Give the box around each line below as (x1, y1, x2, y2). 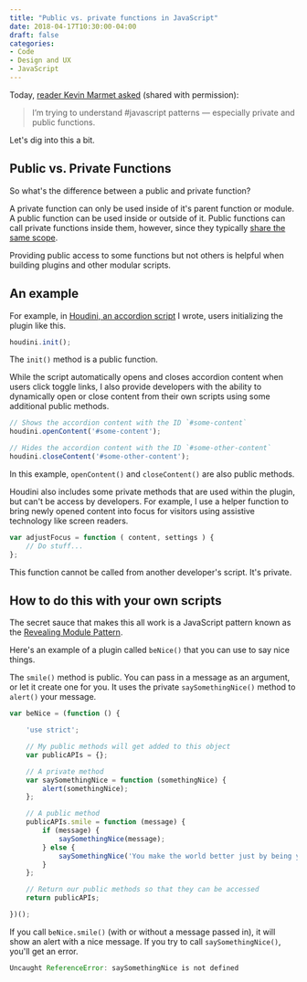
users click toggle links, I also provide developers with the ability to (9, 381, 262, 393)
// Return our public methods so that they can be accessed (26, 885, 259, 894)
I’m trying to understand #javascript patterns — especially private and (31, 107, 295, 118)
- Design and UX (9, 56, 71, 65)
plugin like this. (9, 320, 67, 331)
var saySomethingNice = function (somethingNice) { (26, 776, 227, 785)
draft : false (9, 30, 59, 39)
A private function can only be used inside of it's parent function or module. (9, 203, 295, 214)
